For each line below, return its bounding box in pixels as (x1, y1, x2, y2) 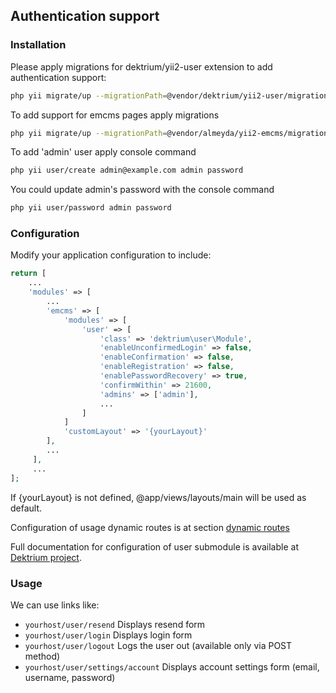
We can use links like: (10, 599, 100, 611)
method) (24, 650, 61, 662)
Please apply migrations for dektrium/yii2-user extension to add (10, 60, 273, 73)
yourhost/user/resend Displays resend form (24, 618, 206, 630)
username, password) (24, 671, 116, 683)
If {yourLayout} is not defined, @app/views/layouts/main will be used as (10, 491, 307, 503)
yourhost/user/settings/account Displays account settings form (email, (24, 660, 320, 673)
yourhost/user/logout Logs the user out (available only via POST (24, 639, 293, 651)
